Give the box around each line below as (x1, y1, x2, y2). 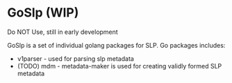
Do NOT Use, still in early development (7, 28, 118, 36)
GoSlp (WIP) (7, 5, 79, 21)
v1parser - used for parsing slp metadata (17, 54, 134, 63)
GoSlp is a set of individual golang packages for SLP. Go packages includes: (7, 41, 226, 49)
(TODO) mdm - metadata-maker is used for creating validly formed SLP (17, 62, 222, 70)
